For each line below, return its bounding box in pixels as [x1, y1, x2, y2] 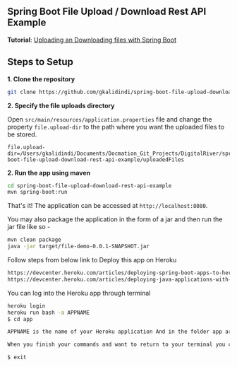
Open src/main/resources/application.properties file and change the [7, 115, 212, 123]
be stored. [7, 130, 37, 139]
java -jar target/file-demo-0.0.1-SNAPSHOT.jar [7, 243, 150, 250]
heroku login [7, 302, 46, 310]
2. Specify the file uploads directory [7, 101, 115, 110]
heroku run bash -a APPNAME [7, 309, 90, 316]
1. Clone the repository [7, 74, 75, 83]
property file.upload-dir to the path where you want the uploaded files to [7, 122, 224, 131]
